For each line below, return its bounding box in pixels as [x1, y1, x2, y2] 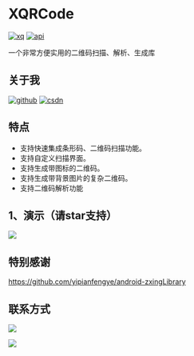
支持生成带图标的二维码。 [19, 163, 105, 173]
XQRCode [8, 5, 74, 23]
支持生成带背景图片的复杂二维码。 [19, 173, 133, 182]
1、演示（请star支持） [8, 209, 117, 222]
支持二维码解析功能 [19, 183, 84, 193]
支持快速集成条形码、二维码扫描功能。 [19, 143, 146, 153]
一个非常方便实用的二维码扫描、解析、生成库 [8, 47, 156, 57]
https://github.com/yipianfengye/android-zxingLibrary [8, 277, 186, 286]
